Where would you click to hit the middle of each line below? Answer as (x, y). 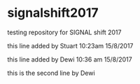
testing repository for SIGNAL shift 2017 (64, 32)
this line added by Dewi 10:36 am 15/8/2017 (70, 59)
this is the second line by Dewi (51, 73)
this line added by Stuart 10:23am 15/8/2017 (70, 45)
